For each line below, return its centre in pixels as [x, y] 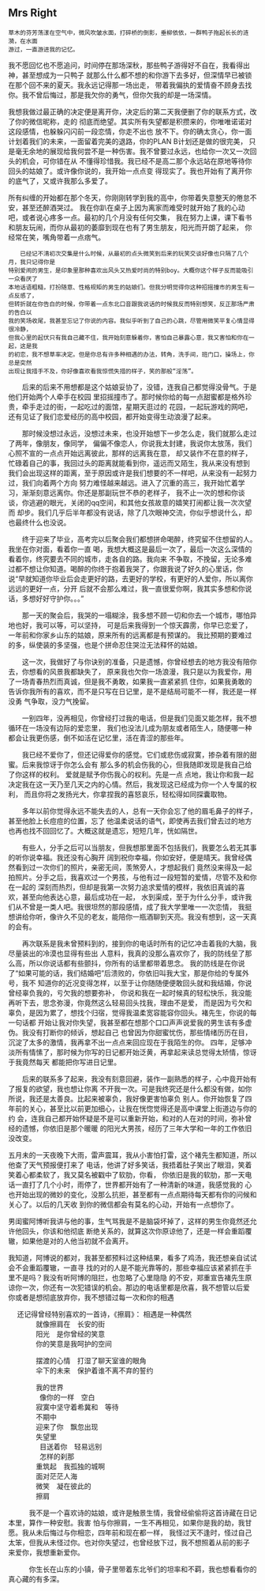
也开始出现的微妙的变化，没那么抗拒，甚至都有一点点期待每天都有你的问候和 [132, 1194]
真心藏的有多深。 [36, 1579]
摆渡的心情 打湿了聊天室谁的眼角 [91, 1360]
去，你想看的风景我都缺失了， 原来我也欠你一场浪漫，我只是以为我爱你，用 [130, 671]
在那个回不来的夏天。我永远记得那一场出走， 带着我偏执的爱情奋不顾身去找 [130, 85]
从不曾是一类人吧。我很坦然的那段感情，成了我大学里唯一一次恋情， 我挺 [133, 907]
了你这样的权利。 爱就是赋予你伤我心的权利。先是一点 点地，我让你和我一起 [131, 774]
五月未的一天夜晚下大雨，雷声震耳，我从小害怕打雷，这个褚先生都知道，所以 [132, 1155]
